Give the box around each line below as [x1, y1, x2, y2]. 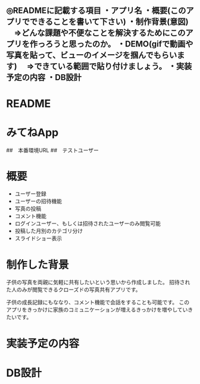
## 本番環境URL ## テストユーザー [6, 146, 99, 153]
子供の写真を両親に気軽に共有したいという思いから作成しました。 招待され [6, 279, 190, 286]
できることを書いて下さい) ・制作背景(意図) [29, 17, 189, 27]
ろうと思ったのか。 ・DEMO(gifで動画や [45, 39, 193, 49]
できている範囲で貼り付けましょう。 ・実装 [33, 61, 192, 71]
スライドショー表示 [14, 235, 62, 242]
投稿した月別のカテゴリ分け [14, 228, 83, 235]
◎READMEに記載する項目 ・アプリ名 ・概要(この [6, 5, 186, 16]
